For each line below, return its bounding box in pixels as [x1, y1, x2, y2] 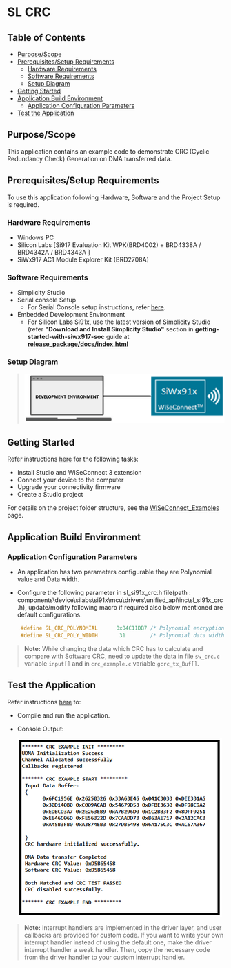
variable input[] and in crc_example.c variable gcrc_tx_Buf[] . [23, 659, 200, 668]
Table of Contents [7, 32, 86, 44]
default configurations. [17, 610, 83, 619]
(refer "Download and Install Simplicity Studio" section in [27, 325, 194, 334]
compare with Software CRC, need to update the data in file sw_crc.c [23, 652, 221, 660]
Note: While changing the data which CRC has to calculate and [23, 644, 203, 652]
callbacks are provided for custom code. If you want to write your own [23, 931, 224, 939]
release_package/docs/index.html [27, 340, 129, 348]
